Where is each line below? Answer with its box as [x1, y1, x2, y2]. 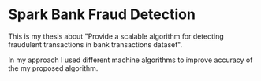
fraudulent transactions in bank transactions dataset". [8, 39, 183, 49]
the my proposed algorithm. [8, 63, 99, 72]
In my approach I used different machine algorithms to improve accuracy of [8, 55, 253, 64]
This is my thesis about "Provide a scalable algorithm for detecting [8, 31, 225, 41]
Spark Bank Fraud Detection [8, 6, 196, 24]
